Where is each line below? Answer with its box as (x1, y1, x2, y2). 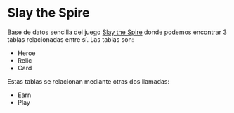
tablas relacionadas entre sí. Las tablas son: (7, 35, 134, 43)
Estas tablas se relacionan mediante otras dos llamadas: (7, 77, 170, 85)
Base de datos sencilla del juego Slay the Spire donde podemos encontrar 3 (7, 28, 227, 36)
